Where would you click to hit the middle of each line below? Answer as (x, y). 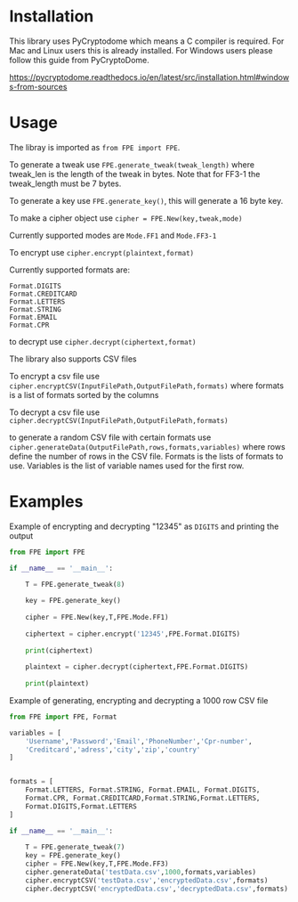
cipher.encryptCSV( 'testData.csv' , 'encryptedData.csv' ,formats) (147, 880)
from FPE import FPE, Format (63, 717)
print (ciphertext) (59, 650)
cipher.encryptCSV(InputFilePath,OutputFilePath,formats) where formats (147, 386)
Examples (46, 502)
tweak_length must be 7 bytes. (65, 183)
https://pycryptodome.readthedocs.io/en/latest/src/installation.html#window (149, 77)
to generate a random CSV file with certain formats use (110, 437)
